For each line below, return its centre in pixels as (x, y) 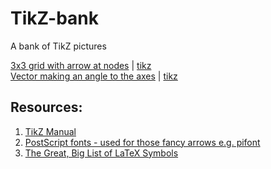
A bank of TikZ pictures (58, 46)
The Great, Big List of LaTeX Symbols (101, 153)
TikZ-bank (55, 18)
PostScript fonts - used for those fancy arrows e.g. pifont (142, 142)
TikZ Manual (50, 131)
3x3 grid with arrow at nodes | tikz (81, 65)
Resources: (46, 107)
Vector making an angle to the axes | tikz (94, 76)
